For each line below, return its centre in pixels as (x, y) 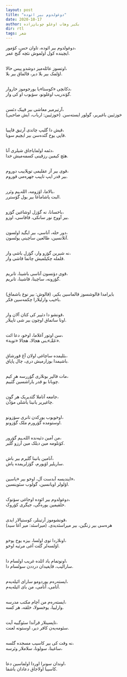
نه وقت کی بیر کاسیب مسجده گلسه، (40, 643)
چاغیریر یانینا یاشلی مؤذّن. (30, 402)
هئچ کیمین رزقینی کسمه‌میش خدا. (37, 156)
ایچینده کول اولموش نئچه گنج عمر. (38, 53)
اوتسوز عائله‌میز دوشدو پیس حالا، (36, 68)
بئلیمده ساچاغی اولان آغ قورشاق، (37, 356)
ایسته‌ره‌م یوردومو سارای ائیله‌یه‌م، (37, 581)
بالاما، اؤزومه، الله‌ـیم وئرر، (30, 191)
